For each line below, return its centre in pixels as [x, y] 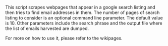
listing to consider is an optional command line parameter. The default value [84, 18]
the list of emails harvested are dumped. [47, 28]
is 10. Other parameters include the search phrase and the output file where [84, 23]
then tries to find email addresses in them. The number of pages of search [82, 12]
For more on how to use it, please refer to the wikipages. [64, 38]
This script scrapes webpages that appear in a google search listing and [80, 7]
